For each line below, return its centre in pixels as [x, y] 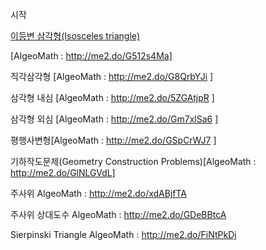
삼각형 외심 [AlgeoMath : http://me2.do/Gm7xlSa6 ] [114, 119]
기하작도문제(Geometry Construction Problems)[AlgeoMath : [133, 161]
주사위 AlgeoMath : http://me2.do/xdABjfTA [98, 193]
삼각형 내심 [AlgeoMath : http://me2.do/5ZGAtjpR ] [112, 97]
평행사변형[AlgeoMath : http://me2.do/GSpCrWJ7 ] [113, 140]
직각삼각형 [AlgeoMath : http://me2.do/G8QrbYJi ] [112, 76]
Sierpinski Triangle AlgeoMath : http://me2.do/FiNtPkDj [123, 234]
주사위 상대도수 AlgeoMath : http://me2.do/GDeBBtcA [118, 214]
